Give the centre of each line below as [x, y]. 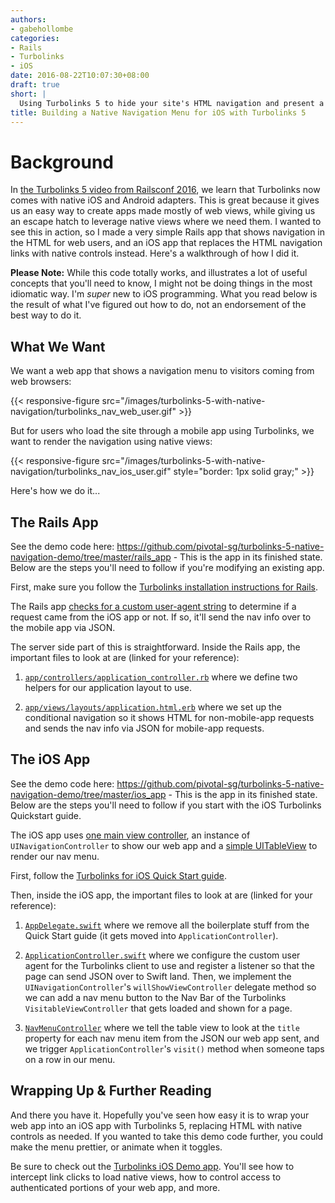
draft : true [35, 85]
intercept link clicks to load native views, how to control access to [146, 1177]
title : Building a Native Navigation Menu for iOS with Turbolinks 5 [158, 112]
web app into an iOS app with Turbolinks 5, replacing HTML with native [156, 1125]
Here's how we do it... [55, 491]
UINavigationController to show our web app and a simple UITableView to [164, 845]
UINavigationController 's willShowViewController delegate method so [170, 987]
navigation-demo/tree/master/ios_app [88, 794]
